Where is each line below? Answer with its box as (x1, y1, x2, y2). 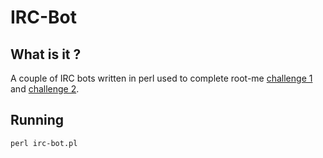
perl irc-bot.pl (10, 138, 78, 148)
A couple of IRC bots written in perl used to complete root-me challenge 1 (10, 72, 313, 84)
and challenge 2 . (10, 83, 80, 95)
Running (10, 112, 65, 129)
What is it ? (10, 46, 82, 63)
